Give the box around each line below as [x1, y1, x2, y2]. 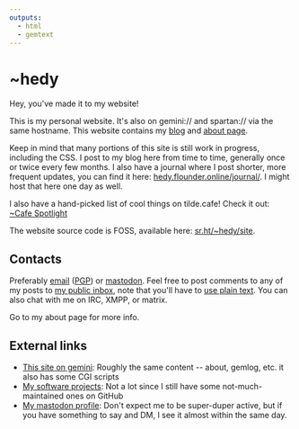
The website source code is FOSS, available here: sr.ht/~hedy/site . [9, 226, 256, 237]
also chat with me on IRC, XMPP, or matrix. [9, 294, 168, 306]
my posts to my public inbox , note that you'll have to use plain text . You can [9, 285, 289, 296]
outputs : [9, 13, 42, 22]
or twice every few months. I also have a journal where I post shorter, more [9, 162, 286, 173]
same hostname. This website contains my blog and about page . [9, 125, 249, 136]
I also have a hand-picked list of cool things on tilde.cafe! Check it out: [9, 199, 270, 210]
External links [9, 338, 88, 353]
